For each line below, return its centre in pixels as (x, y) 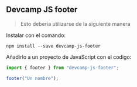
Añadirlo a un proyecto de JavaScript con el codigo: (69, 57)
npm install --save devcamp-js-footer (53, 46)
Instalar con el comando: (36, 35)
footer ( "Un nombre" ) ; (32, 78)
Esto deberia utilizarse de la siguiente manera (75, 24)
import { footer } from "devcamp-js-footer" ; (62, 68)
